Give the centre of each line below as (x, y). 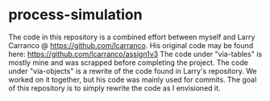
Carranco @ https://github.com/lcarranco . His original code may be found (131, 45)
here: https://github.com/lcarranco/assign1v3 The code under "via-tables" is (135, 54)
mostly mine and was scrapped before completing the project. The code (128, 63)
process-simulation (75, 15)
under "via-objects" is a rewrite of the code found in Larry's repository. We (133, 71)
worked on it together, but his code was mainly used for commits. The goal (133, 79)
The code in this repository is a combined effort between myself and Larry (132, 37)
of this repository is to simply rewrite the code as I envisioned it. (114, 88)
